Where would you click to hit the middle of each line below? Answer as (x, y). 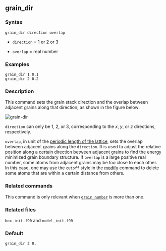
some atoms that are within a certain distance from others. (65, 173)
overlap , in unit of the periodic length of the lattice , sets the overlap (74, 141)
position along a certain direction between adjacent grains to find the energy (83, 152)
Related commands (29, 186)
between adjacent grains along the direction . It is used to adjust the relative (83, 147)
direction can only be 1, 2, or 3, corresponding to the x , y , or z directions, (81, 126)
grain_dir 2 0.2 (22, 79)
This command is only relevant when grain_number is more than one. (75, 197)
